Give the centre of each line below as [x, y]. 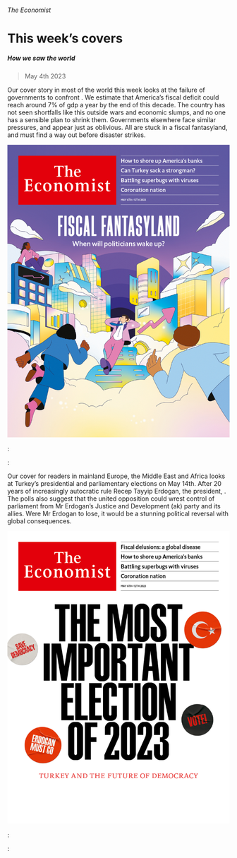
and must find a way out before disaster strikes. [77, 135]
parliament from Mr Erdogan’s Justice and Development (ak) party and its [114, 506]
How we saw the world [41, 58]
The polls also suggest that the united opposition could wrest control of [111, 499]
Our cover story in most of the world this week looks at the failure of [107, 90]
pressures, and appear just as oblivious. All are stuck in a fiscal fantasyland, [117, 127]
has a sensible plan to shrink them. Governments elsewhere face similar [112, 119]
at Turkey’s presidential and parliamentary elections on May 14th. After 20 [115, 484]
